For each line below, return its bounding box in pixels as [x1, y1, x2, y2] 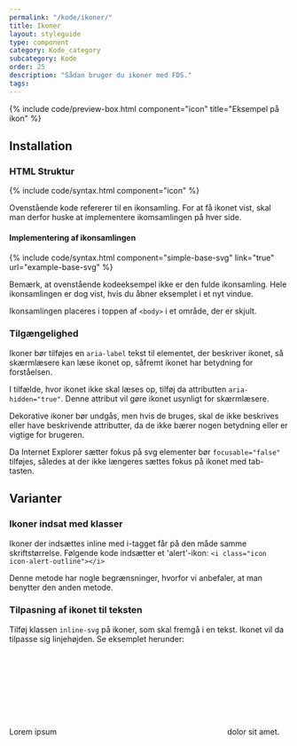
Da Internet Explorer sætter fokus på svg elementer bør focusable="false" [9, 446, 281, 457]
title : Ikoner [9, 21, 62, 30]
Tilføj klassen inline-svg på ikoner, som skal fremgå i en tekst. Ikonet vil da [9, 623, 285, 635]
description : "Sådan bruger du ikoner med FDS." [9, 71, 192, 80]
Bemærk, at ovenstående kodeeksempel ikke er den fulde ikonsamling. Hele [9, 279, 287, 290]
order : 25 [9, 63, 46, 72]
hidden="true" [9, 394, 62, 404]
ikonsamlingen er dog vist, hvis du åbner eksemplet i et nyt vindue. [9, 288, 254, 298]
